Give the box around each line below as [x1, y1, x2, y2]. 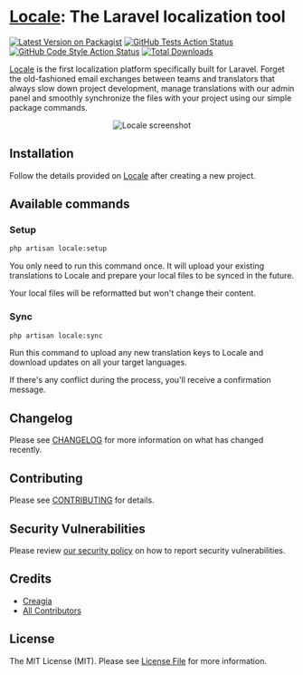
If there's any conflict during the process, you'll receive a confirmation [9, 375, 271, 386]
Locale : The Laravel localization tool [9, 6, 286, 27]
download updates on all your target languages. [9, 357, 187, 368]
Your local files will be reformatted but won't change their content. [9, 288, 256, 298]
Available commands [9, 197, 130, 212]
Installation [9, 146, 74, 161]
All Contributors [22, 605, 81, 616]
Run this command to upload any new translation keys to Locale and [9, 347, 264, 358]
